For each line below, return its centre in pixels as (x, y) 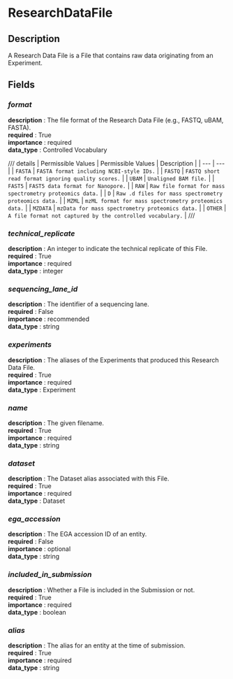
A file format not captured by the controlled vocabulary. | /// (102, 215)
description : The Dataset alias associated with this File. (89, 479)
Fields (22, 85)
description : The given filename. (56, 423)
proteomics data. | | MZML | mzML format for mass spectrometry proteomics (115, 200)
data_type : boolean (37, 612)
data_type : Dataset (37, 501)
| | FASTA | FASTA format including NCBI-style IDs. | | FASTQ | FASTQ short (114, 171)
